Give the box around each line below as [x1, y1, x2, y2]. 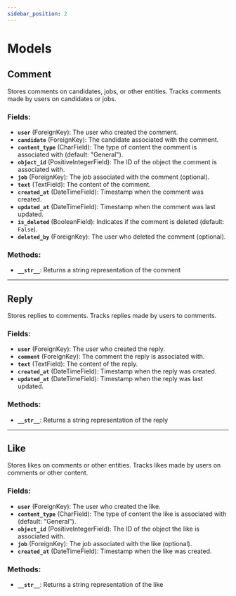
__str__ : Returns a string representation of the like [17, 581, 164, 589]
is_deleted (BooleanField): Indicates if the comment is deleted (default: [17, 217, 225, 225]
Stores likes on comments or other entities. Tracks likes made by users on [7, 461, 221, 470]
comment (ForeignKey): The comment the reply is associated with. [17, 352, 205, 361]
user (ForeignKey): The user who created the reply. [17, 345, 166, 353]
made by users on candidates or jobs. [7, 94, 117, 102]
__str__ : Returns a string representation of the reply [17, 416, 169, 424]
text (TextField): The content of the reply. [17, 359, 138, 369]
